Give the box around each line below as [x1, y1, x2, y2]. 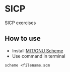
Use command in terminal [12, 53, 66, 59]
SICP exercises [5, 20, 36, 26]
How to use [5, 34, 41, 43]
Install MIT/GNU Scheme [12, 47, 63, 53]
